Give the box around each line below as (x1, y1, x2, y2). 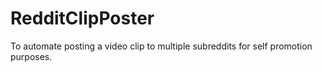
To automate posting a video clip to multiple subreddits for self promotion (10, 40, 313, 52)
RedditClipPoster (10, 7, 155, 30)
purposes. (10, 50, 53, 62)
